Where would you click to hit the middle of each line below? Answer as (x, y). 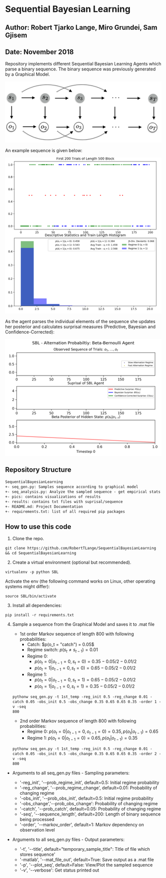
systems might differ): (28, 587)
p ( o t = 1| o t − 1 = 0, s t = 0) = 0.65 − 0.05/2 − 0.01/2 (85, 668)
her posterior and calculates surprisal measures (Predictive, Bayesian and (81, 327)
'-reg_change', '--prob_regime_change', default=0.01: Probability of (88, 788)
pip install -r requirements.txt (40, 615)
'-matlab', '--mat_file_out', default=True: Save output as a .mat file (87, 859)
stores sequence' (37, 854)
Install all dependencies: (37, 605)
